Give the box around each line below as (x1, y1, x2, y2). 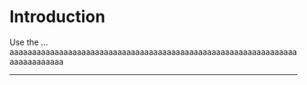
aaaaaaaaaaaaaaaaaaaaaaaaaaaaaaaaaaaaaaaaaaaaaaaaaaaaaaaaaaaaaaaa (9, 46, 298, 57)
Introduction (9, 6, 106, 27)
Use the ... (9, 37, 48, 48)
